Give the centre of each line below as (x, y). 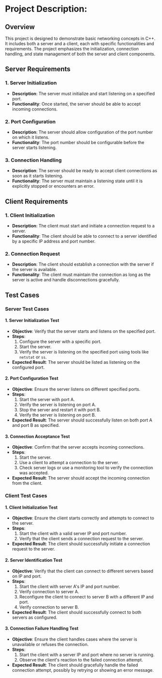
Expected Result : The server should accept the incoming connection (81, 478)
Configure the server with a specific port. (60, 341)
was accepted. (34, 473)
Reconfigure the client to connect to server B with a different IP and (86, 597)
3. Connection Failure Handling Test (42, 629)
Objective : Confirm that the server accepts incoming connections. (78, 447)
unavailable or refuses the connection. (50, 644)
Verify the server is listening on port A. (58, 404)
